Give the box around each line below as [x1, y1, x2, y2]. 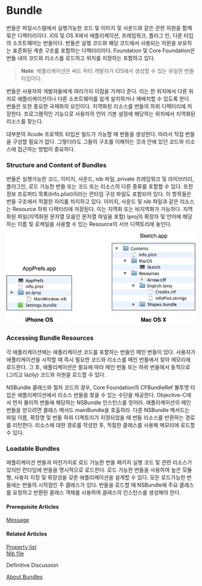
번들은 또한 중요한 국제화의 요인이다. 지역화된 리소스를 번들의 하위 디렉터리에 [6, 102, 186, 110]
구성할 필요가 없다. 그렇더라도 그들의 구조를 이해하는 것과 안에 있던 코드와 [12, 138, 185, 145]
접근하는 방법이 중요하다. [17, 145, 76, 152]
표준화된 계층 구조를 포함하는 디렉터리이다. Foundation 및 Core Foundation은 [12, 46, 195, 54]
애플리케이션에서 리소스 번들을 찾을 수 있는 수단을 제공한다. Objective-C [17, 391, 187, 398]
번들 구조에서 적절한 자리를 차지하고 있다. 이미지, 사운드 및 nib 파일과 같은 [6, 198, 179, 205]
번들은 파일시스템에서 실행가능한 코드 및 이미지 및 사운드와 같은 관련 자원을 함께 [6, 24, 192, 31]
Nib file [6, 550, 24, 557]
